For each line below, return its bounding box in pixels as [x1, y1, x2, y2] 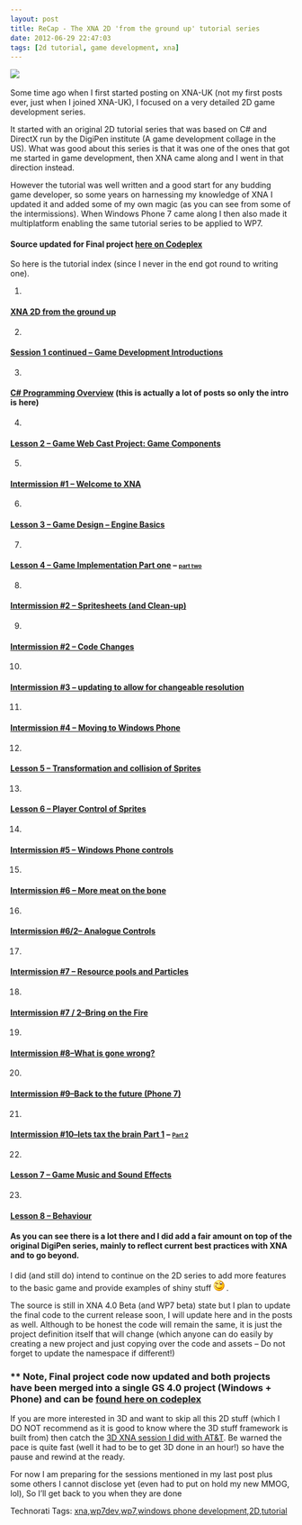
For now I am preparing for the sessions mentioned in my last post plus [10, 1469, 273, 1480]
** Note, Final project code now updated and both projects [10, 1370, 271, 1383]
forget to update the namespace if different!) [10, 1348, 175, 1358]
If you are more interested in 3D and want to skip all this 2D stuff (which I [10, 1413, 280, 1424]
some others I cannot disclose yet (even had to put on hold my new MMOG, [10, 1478, 290, 1490]
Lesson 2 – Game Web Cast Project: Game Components [10, 438, 221, 449]
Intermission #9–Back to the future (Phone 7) [10, 1088, 182, 1099]
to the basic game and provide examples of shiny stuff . [10, 1282, 229, 1293]
